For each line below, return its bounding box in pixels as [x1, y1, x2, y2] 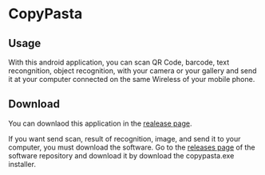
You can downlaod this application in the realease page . [8, 119, 192, 128]
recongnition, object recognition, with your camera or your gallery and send [8, 66, 257, 76]
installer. [8, 159, 36, 169]
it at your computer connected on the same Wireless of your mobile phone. [8, 75, 255, 84]
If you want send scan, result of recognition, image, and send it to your [8, 134, 241, 143]
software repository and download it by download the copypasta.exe [8, 150, 235, 160]
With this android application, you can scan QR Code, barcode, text [8, 57, 230, 67]
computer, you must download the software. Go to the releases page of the [8, 142, 255, 152]
